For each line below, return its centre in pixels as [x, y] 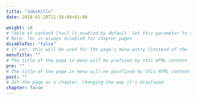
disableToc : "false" [31, 44]
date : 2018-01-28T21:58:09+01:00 [47, 17]
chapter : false [25, 88]
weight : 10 [19, 28]
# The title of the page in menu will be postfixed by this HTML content [98, 71]
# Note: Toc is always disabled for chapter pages [69, 39]
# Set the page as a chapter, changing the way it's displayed [85, 82]
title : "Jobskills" [30, 11]
